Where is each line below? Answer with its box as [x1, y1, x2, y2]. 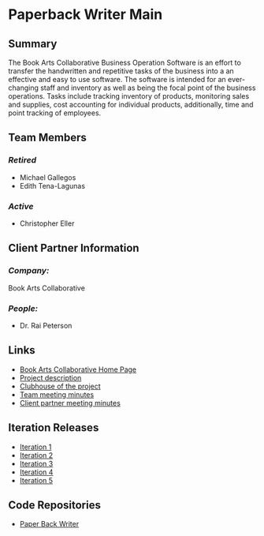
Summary [8, 37, 58, 51]
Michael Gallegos [19, 172, 76, 182]
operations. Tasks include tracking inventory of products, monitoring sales [8, 92, 250, 100]
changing [8, 83, 39, 92]
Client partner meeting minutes [19, 398, 121, 407]
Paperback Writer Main [8, 6, 163, 24]
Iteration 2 [19, 450, 54, 459]
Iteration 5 [19, 475, 54, 485]
